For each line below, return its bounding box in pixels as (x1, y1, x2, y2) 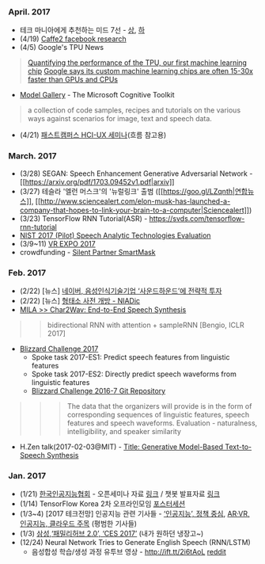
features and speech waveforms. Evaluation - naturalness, (66, 418, 258, 428)
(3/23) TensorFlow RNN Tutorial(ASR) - (19, 213, 148, 223)
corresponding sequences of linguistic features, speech (66, 410, 250, 419)
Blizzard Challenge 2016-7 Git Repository (31, 386, 166, 395)
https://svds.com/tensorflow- (149, 213, 245, 223)
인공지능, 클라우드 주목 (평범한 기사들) (19, 519, 137, 528)
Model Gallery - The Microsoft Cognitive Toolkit (19, 90, 176, 100)
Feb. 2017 (8, 267, 46, 278)
